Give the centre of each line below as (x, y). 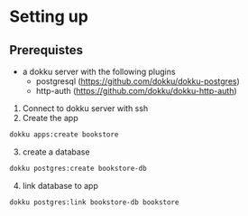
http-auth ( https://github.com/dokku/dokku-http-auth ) (136, 91)
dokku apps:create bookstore (64, 135)
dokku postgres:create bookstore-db (78, 168)
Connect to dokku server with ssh (85, 108)
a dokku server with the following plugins (99, 71)
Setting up (49, 17)
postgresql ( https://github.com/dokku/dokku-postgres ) (138, 81)
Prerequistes (46, 50)
